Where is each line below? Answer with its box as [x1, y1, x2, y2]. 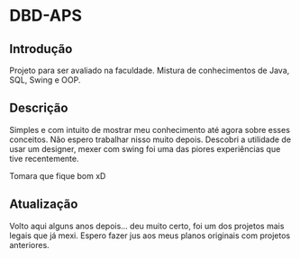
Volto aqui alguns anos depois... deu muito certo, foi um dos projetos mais [9, 220, 285, 231]
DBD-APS [9, 5, 83, 26]
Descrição [9, 101, 68, 116]
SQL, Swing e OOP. [9, 75, 81, 85]
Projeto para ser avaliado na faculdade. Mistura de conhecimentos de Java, [9, 65, 290, 76]
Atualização [9, 197, 78, 212]
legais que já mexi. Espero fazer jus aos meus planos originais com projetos [9, 230, 291, 241]
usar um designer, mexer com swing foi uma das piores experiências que [9, 143, 281, 154]
